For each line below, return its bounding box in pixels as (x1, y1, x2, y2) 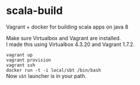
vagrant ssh (6, 62, 35, 68)
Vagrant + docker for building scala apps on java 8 (6, 23, 128, 30)
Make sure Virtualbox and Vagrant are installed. (6, 34, 121, 41)
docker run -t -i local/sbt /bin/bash (6, 67, 101, 73)
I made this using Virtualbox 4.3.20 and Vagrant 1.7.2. (6, 41, 135, 48)
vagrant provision (6, 57, 51, 63)
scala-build (6, 4, 63, 17)
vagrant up (6, 52, 33, 58)
